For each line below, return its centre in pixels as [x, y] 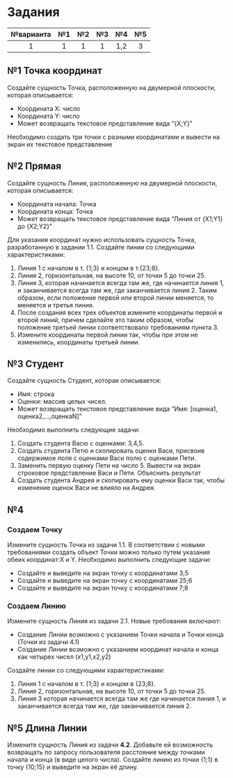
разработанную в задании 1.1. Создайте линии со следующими [101, 247]
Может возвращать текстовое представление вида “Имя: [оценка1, [117, 409]
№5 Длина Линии [47, 728]
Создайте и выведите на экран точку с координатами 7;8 [103, 588]
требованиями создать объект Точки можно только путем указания [109, 552]
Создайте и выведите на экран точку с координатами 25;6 [105, 581]
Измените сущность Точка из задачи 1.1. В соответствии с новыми [106, 545]
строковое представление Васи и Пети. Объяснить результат [109, 473]
